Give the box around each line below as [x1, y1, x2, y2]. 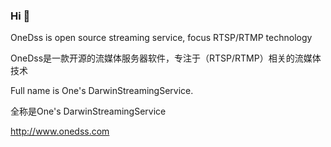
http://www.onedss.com [10, 125, 110, 138]
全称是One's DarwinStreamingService [10, 105, 167, 118]
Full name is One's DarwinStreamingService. [10, 85, 194, 97]
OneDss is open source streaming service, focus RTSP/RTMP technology [10, 32, 313, 44]
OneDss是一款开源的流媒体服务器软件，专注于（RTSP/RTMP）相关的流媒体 [10, 52, 322, 64]
